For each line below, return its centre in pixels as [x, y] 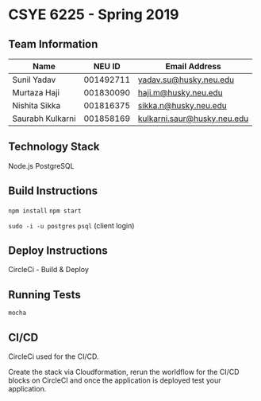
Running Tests [44, 295]
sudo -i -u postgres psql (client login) [71, 225]
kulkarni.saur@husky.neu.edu [193, 119]
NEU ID [107, 66]
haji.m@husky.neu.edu [180, 93]
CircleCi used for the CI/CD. [54, 356]
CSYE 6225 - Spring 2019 [94, 15]
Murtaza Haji [36, 93]
